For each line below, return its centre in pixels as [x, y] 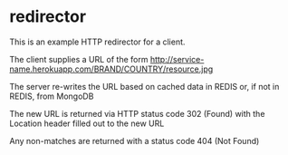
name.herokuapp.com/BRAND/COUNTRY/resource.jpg [111, 69]
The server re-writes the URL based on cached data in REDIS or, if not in [144, 86]
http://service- [177, 59]
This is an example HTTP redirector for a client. [97, 42]
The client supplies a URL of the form [79, 59]
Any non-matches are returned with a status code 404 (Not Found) [134, 140]
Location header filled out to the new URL [87, 123]
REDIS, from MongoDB [52, 96]
